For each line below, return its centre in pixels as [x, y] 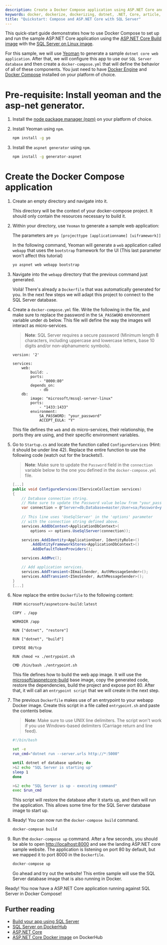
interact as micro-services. [40, 325]
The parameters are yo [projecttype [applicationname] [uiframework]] [87, 235]
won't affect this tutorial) [38, 256]
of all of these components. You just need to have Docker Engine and [76, 69]
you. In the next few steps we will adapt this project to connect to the [83, 294]
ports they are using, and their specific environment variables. [76, 435]
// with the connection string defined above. [71, 522]
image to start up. [30, 810]
